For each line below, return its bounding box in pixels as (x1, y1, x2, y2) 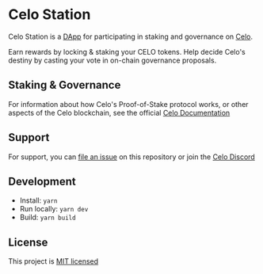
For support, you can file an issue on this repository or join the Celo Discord (8, 152, 255, 162)
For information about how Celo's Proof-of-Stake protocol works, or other (8, 99, 249, 108)
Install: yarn (19, 196, 58, 205)
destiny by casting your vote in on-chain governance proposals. (8, 55, 217, 65)
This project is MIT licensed (8, 257, 99, 266)
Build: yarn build (19, 212, 77, 223)
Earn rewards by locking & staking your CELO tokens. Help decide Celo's (8, 47, 246, 56)
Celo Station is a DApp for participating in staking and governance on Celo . (8, 32, 253, 41)
